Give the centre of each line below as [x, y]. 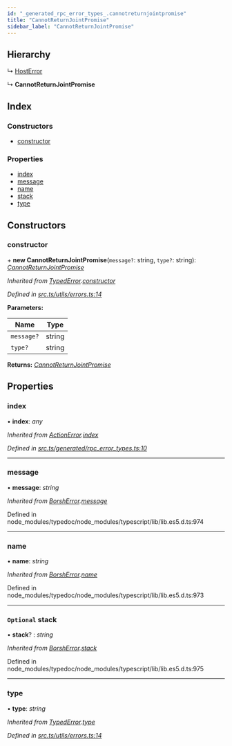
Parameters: [25, 307]
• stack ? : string [30, 635]
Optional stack [32, 620]
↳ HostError [25, 71]
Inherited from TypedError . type [51, 722]
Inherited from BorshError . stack [52, 648]
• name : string [28, 561]
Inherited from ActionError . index [53, 435]
